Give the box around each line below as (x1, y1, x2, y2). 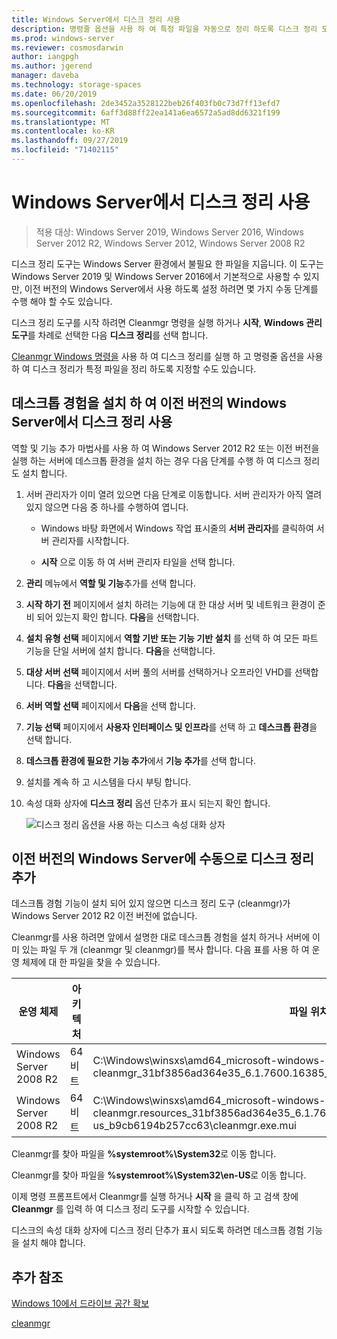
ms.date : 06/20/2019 (11, 89, 98, 99)
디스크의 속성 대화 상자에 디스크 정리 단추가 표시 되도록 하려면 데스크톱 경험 (11, 1224, 305, 1236)
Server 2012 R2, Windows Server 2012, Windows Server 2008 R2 (35, 237, 306, 249)
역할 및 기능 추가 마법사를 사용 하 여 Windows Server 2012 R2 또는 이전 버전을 (11, 442, 320, 454)
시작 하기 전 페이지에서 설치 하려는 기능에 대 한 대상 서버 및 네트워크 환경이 (25, 598, 316, 610)
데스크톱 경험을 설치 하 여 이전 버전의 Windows (11, 395, 287, 412)
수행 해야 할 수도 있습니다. (11, 295, 113, 307)
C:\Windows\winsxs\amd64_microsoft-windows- (92, 1094, 326, 1108)
